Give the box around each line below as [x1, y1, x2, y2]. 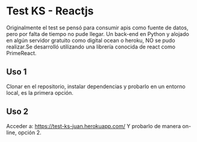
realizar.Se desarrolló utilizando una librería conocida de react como [6, 43, 176, 50]
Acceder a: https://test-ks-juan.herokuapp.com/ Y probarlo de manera [6, 122, 181, 129]
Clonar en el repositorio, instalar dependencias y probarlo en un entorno [6, 83, 186, 90]
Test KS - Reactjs [6, 4, 94, 18]
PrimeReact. [6, 49, 37, 56]
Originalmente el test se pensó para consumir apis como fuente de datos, [6, 24, 189, 31]
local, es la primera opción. [6, 89, 73, 96]
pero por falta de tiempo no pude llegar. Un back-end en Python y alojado [6, 30, 190, 37]
